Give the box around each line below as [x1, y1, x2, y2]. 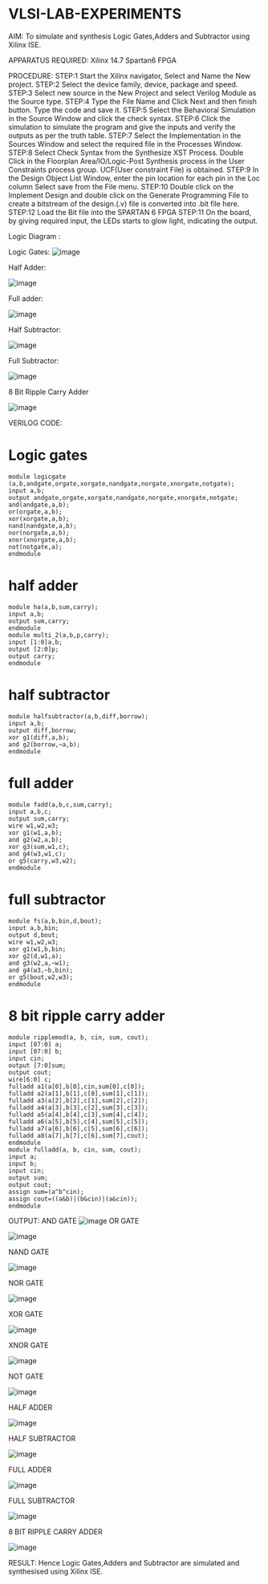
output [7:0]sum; [8, 1061, 67, 1070]
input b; [8, 1160, 38, 1168]
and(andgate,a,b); [8, 501, 70, 509]
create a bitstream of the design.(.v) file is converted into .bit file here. [8, 198, 240, 209]
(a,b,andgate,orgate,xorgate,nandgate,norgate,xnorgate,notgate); [8, 479, 235, 488]
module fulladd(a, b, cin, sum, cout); [8, 1145, 142, 1154]
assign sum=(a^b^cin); [8, 1188, 84, 1196]
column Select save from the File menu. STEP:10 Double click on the [8, 181, 234, 191]
